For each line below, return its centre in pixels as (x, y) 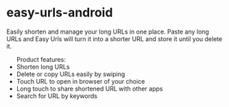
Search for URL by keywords (57, 96)
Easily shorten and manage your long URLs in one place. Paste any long (108, 32)
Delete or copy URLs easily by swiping (71, 74)
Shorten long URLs (43, 67)
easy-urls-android (60, 13)
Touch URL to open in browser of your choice (81, 81)
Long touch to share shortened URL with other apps (89, 88)
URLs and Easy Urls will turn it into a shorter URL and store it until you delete (114, 38)
